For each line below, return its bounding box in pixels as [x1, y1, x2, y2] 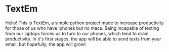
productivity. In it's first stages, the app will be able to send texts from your [5, 36, 161, 42]
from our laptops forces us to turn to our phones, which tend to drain [5, 30, 149, 36]
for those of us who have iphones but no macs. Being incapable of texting [5, 25, 159, 31]
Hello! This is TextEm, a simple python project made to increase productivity [5, 20, 164, 26]
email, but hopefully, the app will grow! [5, 41, 86, 47]
